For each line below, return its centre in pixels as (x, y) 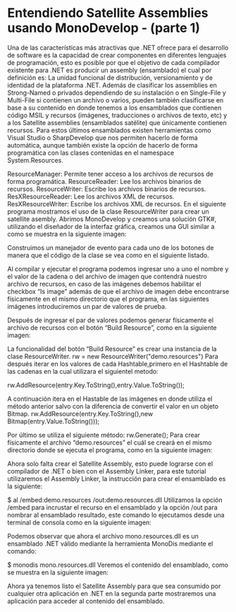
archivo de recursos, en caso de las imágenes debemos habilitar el (105, 283)
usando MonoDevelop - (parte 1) (104, 28)
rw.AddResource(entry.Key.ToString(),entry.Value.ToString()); (96, 385)
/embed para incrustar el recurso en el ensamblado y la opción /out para (113, 507)
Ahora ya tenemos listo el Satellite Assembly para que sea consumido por (114, 586)
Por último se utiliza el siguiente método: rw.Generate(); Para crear (104, 435)
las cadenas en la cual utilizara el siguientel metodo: (83, 371)
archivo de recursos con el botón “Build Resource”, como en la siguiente (112, 327)
